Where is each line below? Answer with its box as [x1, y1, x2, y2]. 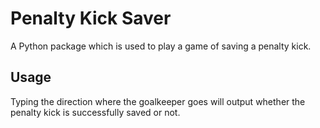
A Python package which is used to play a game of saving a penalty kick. [10, 40, 312, 52]
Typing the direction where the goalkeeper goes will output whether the [10, 95, 306, 107]
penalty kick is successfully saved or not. [10, 106, 181, 118]
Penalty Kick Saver [10, 7, 172, 30]
